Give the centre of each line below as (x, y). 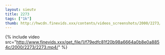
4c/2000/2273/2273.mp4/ (32, 47)
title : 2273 (17, 14)
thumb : (12, 23)
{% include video (23, 37)
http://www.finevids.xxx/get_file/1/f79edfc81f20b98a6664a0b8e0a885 (88, 42)
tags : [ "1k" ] (18, 18)
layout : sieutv (21, 9)
